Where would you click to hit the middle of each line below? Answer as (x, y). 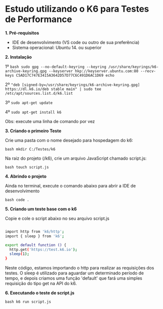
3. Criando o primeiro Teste (33, 131)
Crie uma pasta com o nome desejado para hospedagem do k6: (69, 140)
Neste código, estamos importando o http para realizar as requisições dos (80, 268)
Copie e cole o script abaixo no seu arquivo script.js (57, 218)
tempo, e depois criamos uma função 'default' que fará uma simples (74, 278)
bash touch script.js (27, 167)
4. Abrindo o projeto (26, 176)
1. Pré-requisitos (22, 33)
